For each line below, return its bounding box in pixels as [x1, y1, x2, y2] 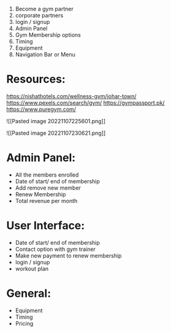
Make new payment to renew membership [15, 251, 122, 259]
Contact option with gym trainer [15, 245, 96, 253]
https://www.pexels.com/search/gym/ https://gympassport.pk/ [6, 99, 165, 106]
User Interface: [6, 219, 85, 232]
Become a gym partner [15, 6, 74, 12]
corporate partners [15, 12, 64, 19]
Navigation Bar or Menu [15, 51, 75, 58]
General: [6, 286, 51, 300]
